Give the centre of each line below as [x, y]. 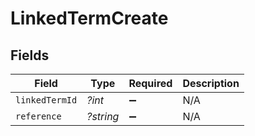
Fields [30, 55]
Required [150, 83]
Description [211, 83]
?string [103, 116]
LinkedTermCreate [89, 18]
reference [38, 116]
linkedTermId [46, 100]
